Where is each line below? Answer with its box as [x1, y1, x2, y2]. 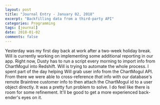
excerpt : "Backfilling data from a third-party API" [5, 16, 114, 21]
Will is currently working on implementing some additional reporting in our [5, 53, 153, 59]
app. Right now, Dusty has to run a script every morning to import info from [5, 58, 156, 64]
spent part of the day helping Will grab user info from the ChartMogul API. [5, 68, 153, 74]
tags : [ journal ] [5, 25, 38, 30]
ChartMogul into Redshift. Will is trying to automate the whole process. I [5, 63, 149, 69]
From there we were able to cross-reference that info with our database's [5, 74, 152, 80]
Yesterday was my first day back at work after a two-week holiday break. [5, 47, 152, 54]
